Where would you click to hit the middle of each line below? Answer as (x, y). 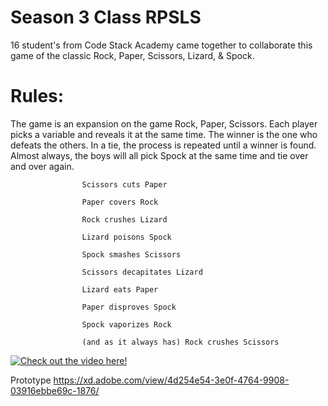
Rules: (37, 96)
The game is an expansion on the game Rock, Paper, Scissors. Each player (164, 123)
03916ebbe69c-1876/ (55, 390)
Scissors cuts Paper (124, 184)
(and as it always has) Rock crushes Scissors (180, 342)
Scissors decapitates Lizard (142, 272)
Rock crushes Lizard (124, 219)
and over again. (42, 166)
